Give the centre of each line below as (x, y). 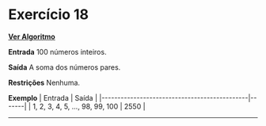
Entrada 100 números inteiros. (57, 52)
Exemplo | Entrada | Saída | (53, 97)
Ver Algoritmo (32, 36)
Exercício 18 (49, 15)
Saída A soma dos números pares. (65, 67)
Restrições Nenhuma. (44, 82)
